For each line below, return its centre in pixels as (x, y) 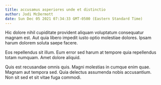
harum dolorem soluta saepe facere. (41, 43)
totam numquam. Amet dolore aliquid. (43, 58)
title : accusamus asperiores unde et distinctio (55, 10)
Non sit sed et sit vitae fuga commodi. (43, 77)
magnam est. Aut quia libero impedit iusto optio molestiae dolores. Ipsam (78, 38)
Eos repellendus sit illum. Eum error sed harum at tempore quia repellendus (81, 52)
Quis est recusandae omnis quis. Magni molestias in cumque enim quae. (78, 67)
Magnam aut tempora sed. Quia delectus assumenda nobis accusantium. (78, 72)
